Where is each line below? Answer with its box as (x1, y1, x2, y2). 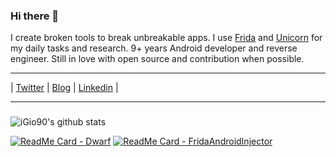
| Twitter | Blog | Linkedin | (10, 82, 119, 94)
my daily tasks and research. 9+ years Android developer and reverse (10, 42, 298, 54)
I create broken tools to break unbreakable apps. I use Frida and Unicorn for (10, 32, 323, 44)
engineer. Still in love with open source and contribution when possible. (10, 53, 305, 65)
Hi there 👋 (10, 9, 60, 23)
